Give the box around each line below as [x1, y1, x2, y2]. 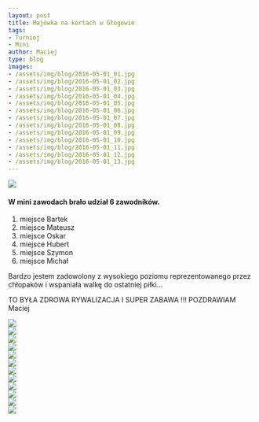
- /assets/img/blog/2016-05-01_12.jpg [8, 150, 135, 158]
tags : [8, 26, 26, 34]
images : [8, 63, 34, 71]
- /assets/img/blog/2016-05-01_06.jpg [8, 107, 135, 115]
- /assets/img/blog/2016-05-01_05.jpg [8, 99, 135, 107]
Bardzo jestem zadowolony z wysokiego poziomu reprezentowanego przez [8, 272, 251, 281]
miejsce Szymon [19, 248, 74, 257]
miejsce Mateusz [19, 223, 75, 232]
